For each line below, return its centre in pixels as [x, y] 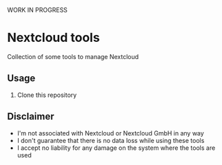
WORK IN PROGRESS [37, 10]
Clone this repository [47, 95]
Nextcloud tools [53, 38]
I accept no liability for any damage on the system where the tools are [116, 148]
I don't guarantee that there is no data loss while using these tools [111, 140]
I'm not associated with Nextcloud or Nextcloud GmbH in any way [111, 133]
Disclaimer [31, 117]
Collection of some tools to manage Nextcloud [73, 56]
